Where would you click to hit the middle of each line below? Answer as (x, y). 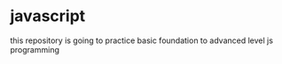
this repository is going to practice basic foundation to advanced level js (142, 40)
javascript (48, 16)
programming (35, 49)
